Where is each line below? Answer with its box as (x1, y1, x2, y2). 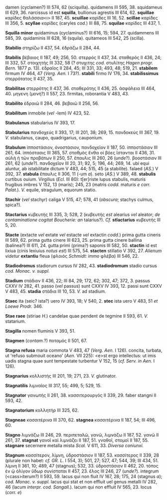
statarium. (5, 318, 26, 324)
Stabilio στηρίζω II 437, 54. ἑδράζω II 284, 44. (5, 45, 101, 50)
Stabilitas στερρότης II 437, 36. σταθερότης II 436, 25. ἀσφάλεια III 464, (5, 85, 156, 91)
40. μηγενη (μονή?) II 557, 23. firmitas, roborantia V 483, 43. (5, 91, 130, 96)
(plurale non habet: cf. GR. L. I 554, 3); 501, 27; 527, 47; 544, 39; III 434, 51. (5, 458, 159, 464)
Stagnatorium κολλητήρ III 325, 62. (5, 407, 79, 413)
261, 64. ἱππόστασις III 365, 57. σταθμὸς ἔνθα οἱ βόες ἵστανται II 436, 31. (5, 150, 156, 155)
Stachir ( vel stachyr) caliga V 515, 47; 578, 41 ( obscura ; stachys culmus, (5, 197, 154, 202)
